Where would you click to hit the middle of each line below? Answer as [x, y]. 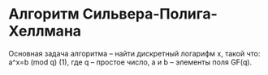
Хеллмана [45, 31]
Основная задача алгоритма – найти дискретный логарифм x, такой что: [134, 53]
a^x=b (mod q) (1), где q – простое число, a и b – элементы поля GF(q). [130, 62]
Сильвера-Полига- [150, 14]
